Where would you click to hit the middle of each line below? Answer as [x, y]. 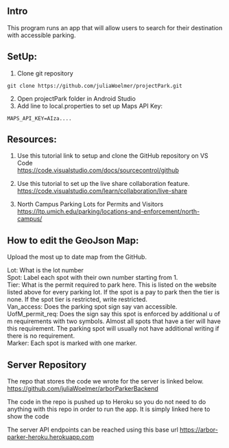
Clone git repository [45, 73]
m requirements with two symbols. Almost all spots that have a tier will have [114, 321]
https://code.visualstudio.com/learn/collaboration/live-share [102, 191]
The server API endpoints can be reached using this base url [93, 430]
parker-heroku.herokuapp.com [51, 437]
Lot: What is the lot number [46, 270]
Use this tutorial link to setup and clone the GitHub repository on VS [113, 156]
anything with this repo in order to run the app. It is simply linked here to [109, 409]
